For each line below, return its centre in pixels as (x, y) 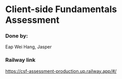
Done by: (17, 36)
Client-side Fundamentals (61, 9)
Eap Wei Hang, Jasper (28, 47)
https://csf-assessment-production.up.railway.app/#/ (61, 71)
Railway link (20, 60)
